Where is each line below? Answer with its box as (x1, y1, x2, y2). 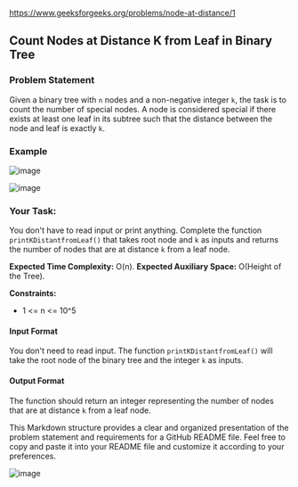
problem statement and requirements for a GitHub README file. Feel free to (9, 432, 286, 442)
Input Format (9, 326, 58, 336)
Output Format (9, 376, 65, 386)
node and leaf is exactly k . (9, 122, 105, 133)
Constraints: (9, 288, 57, 299)
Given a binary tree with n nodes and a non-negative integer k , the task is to (9, 94, 287, 105)
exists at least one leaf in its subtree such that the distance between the (9, 113, 273, 124)
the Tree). (9, 271, 45, 282)
